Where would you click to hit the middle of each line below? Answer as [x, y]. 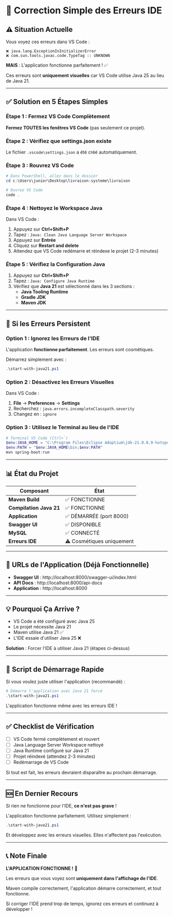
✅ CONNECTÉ [82, 532]
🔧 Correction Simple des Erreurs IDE [84, 11]
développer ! [19, 909]
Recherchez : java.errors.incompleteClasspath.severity [74, 409]
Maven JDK [34, 303]
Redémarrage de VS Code [41, 762]
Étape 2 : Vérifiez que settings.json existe [59, 141]
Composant [34, 491]
